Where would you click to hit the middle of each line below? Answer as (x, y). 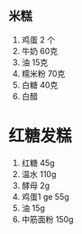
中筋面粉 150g (47, 219)
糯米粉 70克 (43, 73)
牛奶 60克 (40, 51)
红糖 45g (38, 163)
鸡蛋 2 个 (38, 40)
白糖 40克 (40, 85)
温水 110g (39, 173)
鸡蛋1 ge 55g (45, 196)
